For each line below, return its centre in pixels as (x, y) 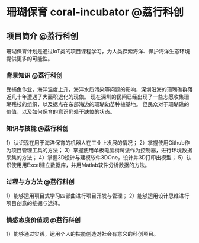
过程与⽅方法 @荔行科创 (41, 181)
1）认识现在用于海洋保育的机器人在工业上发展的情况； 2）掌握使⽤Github (95, 142)
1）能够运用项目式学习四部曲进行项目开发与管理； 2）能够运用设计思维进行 (98, 196)
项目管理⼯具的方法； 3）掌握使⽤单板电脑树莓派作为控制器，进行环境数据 (102, 150)
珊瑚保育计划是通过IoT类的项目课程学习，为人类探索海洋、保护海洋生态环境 (98, 51)
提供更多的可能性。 (30, 59)
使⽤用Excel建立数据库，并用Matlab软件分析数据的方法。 (81, 165)
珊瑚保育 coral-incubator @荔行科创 (95, 12)
